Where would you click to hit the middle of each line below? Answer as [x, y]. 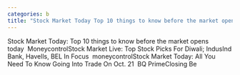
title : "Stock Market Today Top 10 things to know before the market [113, 21]
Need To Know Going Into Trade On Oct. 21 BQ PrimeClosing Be [102, 64]
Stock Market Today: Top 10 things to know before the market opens [108, 41]
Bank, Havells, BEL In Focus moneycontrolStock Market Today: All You [111, 56]
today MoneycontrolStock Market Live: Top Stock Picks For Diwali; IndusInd [120, 49]
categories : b [29, 14]
